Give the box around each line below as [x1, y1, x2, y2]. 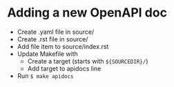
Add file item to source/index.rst [17, 42, 109, 50]
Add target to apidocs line [27, 64, 101, 72]
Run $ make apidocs [17, 71, 74, 80]
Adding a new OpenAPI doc [7, 5, 168, 21]
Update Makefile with [17, 50, 78, 58]
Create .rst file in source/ [17, 35, 88, 43]
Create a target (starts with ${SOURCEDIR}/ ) [27, 57, 148, 65]
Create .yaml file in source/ [17, 28, 95, 36]
